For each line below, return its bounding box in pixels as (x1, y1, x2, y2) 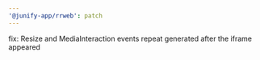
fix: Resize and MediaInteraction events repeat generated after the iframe (8, 34, 253, 43)
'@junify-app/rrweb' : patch (8, 11, 103, 20)
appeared (8, 42, 40, 52)
